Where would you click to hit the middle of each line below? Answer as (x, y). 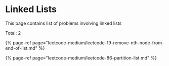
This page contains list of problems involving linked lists (64, 23)
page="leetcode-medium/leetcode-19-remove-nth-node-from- (98, 43)
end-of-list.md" (22, 48)
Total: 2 (13, 33)
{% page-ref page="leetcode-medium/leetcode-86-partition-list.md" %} (81, 58)
